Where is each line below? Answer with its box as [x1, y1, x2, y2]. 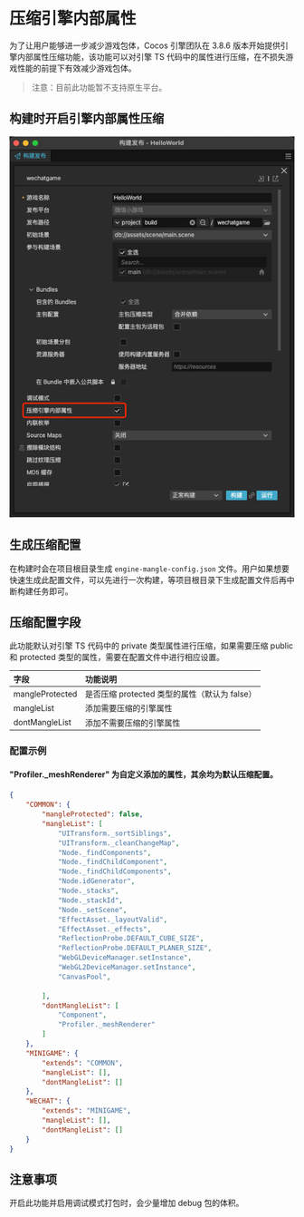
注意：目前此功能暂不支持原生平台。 [31, 82, 167, 92]
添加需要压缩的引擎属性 [84, 703, 173, 714]
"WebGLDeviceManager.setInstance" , [57, 953, 193, 962]
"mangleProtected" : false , [42, 810, 144, 819]
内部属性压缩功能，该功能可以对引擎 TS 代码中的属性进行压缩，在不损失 [16, 51, 286, 62]
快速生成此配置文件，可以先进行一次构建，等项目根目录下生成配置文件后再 [9, 574, 287, 585]
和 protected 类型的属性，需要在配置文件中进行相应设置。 [9, 652, 224, 663]
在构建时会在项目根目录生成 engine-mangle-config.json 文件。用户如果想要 [9, 563, 290, 574]
